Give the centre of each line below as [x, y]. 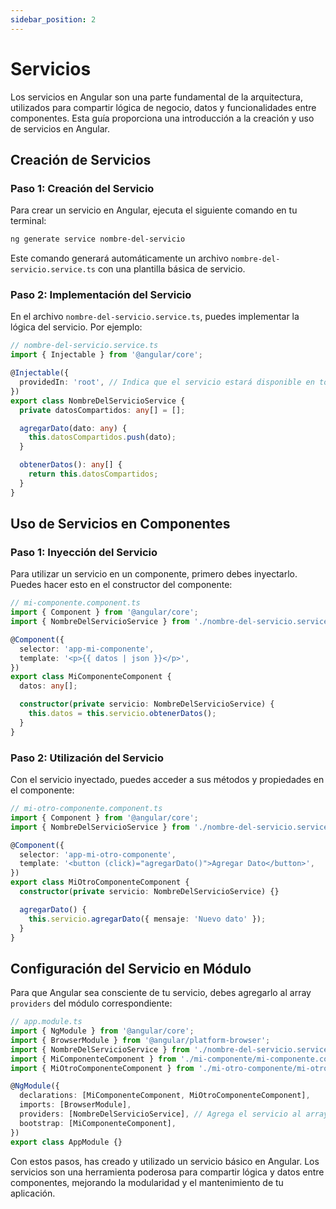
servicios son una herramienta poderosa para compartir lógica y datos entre [167, 1172]
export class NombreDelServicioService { [98, 401]
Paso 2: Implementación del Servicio [101, 295]
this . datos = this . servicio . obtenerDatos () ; [122, 714]
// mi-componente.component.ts [75, 603]
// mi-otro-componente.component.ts [86, 809]
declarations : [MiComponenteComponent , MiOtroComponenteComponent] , [165, 1096]
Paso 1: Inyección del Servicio [84, 552]
